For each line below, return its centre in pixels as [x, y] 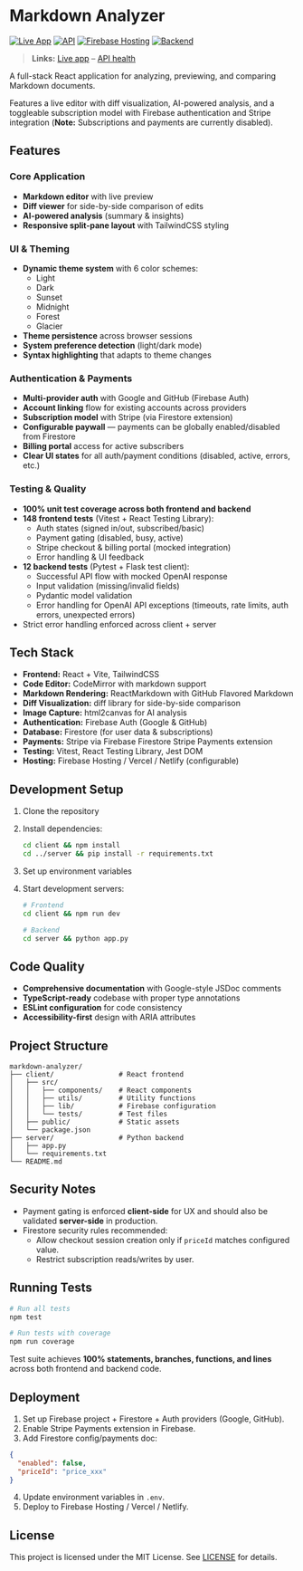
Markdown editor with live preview [88, 196]
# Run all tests [40, 1308]
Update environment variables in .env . [94, 1497]
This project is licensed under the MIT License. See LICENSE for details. [143, 1557]
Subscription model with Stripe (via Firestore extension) [128, 417]
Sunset [49, 297]
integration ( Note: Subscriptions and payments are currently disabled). [141, 122]
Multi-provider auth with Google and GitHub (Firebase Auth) [136, 398]
